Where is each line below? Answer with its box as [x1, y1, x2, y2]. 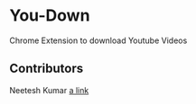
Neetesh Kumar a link [9, 84, 89, 95]
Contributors [9, 61, 84, 76]
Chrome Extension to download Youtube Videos [9, 35, 188, 46]
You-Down [9, 5, 90, 26]
